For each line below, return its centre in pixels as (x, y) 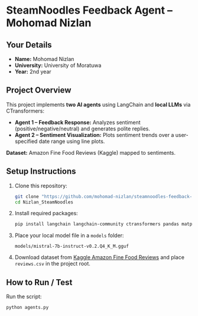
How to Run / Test (39, 282)
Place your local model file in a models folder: (69, 235)
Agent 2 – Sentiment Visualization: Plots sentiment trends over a (94, 135)
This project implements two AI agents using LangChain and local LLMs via (98, 104)
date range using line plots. (72, 141)
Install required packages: (46, 213)
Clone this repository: (41, 186)
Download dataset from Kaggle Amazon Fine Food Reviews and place (100, 257)
